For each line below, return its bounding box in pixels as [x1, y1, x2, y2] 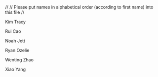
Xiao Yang [5, 66, 26, 72]
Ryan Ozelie [5, 48, 30, 53]
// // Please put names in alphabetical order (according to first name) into [5, 4, 154, 10]
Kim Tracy [5, 19, 26, 25]
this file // [5, 9, 25, 15]
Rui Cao [5, 28, 21, 34]
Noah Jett [5, 38, 26, 44]
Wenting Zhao [5, 57, 34, 63]
